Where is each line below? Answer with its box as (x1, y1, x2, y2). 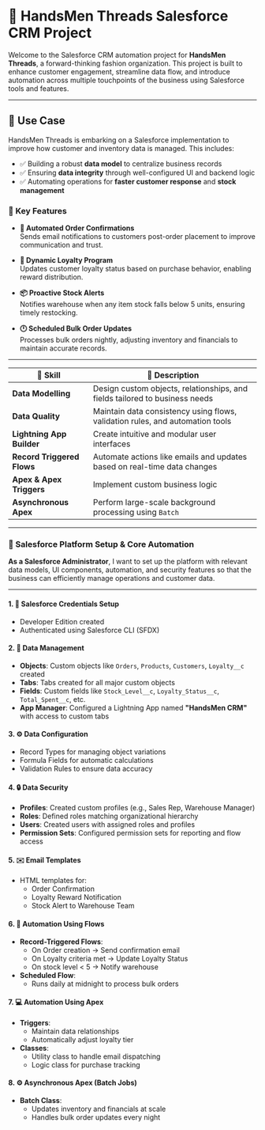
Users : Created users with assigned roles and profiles (19, 820, 196, 829)
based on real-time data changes (93, 461, 218, 472)
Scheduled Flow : (19, 970, 77, 980)
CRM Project (8, 24, 92, 42)
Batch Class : (19, 1095, 62, 1105)
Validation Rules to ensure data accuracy (19, 764, 153, 773)
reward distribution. (19, 272, 84, 282)
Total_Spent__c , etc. (19, 694, 86, 703)
